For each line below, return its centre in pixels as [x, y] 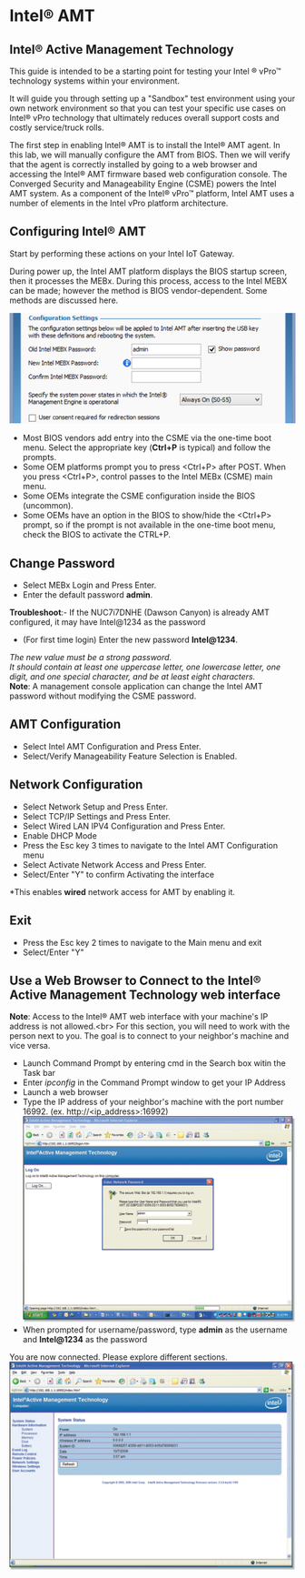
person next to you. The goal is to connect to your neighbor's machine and [149, 1036]
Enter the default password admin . [87, 595]
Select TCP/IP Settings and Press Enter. [96, 816]
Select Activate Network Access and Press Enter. [114, 864]
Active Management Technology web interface [145, 995]
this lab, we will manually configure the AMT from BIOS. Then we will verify [150, 155]
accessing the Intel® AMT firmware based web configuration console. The [148, 174]
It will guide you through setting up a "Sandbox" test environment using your [152, 98]
